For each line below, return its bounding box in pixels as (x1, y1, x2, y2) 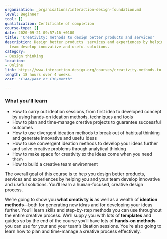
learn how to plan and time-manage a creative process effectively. (5, 228, 141, 234)
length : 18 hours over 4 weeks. (5, 72, 72, 77)
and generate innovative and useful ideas (12, 135, 97, 141)
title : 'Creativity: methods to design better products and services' (5, 35, 155, 40)
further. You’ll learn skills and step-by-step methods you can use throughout (5, 207, 162, 213)
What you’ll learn (5, 97, 48, 104)
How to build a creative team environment (12, 161, 98, 167)
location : (5, 58, 26, 63)
